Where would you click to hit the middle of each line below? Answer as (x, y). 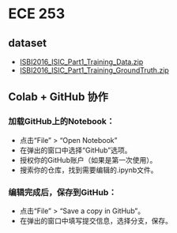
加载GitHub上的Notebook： (62, 122)
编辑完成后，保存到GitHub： (62, 192)
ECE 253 (37, 14)
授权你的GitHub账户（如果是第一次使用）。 (88, 160)
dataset (28, 43)
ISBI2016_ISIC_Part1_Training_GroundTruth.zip (94, 70)
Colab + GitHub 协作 (58, 97)
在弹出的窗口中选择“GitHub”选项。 (75, 150)
